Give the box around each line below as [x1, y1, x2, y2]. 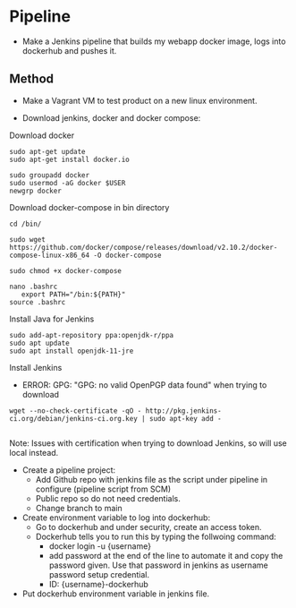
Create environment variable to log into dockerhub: [21, 512, 211, 523]
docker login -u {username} [48, 540, 152, 552]
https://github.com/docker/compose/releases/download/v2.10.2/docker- [9, 243, 278, 252]
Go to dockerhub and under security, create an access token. [35, 521, 262, 532]
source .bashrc [9, 297, 66, 306]
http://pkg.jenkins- [145, 406, 222, 415]
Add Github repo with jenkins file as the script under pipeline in [35, 474, 268, 484]
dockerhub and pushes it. [21, 45, 117, 56]
